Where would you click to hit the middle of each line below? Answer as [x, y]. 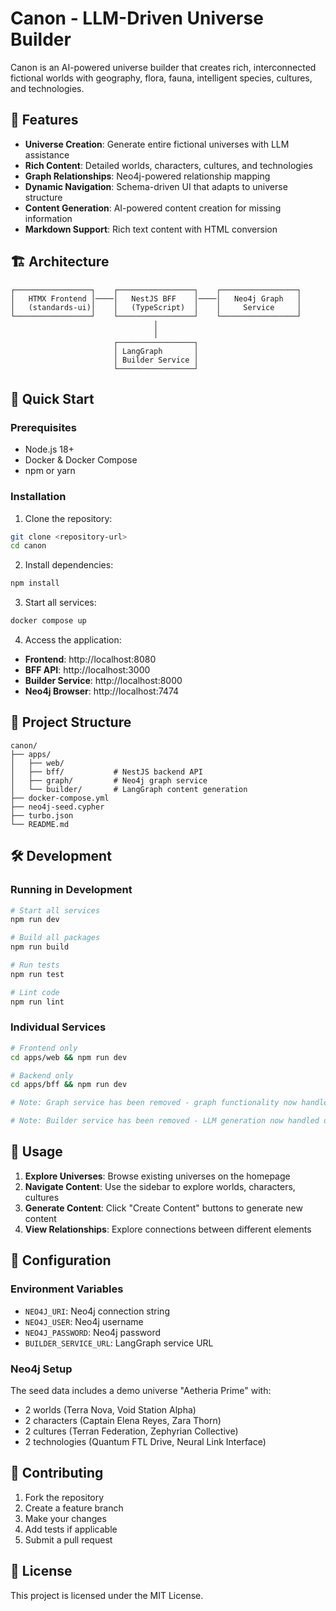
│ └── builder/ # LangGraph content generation [129, 789]
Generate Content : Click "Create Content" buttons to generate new [163, 1208]
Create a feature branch [74, 1508]
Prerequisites [43, 427]
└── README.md [40, 824]
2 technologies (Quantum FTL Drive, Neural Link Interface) [145, 1441]
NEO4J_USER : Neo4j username [84, 1321]
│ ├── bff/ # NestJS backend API [106, 772]
